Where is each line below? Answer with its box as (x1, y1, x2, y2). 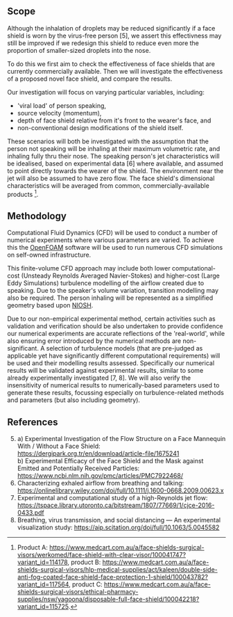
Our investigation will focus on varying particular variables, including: (7, 88, 205, 96)
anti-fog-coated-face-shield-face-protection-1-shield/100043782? (17, 573, 209, 582)
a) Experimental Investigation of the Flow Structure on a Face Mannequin (17, 435, 226, 443)
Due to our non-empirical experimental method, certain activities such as (7, 314, 216, 323)
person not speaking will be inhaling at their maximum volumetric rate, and (7, 144, 221, 152)
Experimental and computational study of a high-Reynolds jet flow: (17, 494, 208, 502)
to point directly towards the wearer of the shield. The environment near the (7, 166, 224, 175)
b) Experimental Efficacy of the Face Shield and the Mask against (17, 457, 204, 465)
